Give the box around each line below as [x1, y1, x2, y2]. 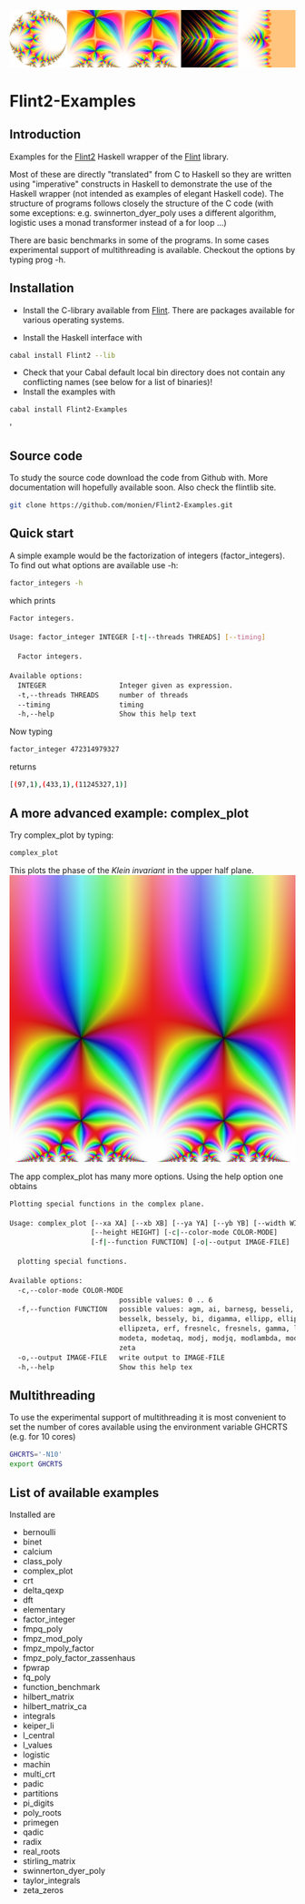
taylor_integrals [22, 1875, 81, 1886]
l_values [22, 1739, 53, 1750]
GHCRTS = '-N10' [9, 1450, 64, 1460]
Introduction [9, 127, 82, 142]
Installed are [9, 1509, 56, 1520]
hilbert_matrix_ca [22, 1700, 88, 1712]
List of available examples [9, 1485, 160, 1501]
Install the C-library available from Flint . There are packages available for [22, 304, 295, 315]
